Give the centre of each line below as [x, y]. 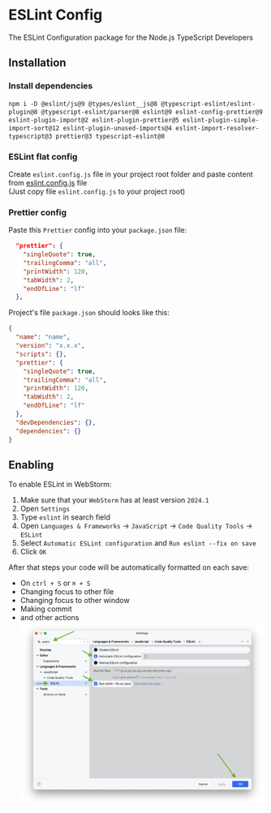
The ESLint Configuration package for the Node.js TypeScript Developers [131, 37]
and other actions [49, 618]
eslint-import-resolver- [217, 128]
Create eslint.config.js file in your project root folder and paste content [131, 174]
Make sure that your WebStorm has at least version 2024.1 [114, 500]
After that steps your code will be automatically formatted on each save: [129, 567]
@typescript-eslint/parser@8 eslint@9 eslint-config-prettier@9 [152, 112]
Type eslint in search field [65, 517]
